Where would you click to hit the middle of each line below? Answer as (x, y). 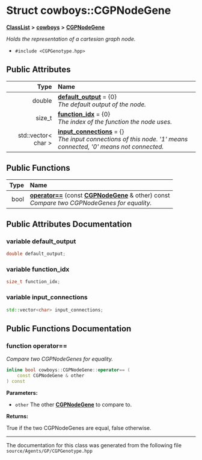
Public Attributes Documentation (69, 224)
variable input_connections (47, 298)
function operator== (37, 346)
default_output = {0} (87, 97)
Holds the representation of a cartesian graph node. (71, 39)
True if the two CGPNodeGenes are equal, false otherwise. (79, 428)
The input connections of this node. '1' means (123, 139)
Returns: (17, 416)
